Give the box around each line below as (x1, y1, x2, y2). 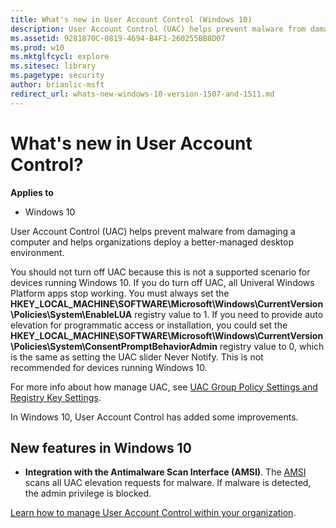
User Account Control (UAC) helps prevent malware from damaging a (10, 225, 296, 237)
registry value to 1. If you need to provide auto (134, 308, 324, 320)
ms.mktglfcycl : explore (10, 52, 110, 62)
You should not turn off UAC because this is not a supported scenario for (10, 266, 311, 278)
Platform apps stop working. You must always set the (10, 287, 230, 299)
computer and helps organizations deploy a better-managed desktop (10, 236, 295, 248)
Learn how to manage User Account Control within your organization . (10, 507, 297, 519)
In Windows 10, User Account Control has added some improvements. (10, 411, 299, 423)
